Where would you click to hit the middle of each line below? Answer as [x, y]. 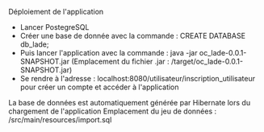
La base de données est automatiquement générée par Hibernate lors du [130, 103]
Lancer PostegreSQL [54, 27]
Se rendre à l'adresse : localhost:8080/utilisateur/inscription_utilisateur [138, 78]
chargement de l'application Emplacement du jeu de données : [113, 111]
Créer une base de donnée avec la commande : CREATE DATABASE [133, 36]
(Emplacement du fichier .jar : [120, 61]
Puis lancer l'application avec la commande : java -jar [109, 53]
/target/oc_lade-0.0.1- [207, 61]
